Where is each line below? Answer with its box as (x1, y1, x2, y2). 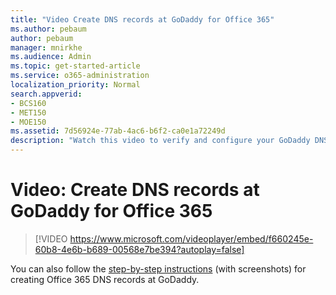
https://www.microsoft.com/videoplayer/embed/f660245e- (69, 232, 314, 245)
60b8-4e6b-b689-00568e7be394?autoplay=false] (34, 243, 245, 255)
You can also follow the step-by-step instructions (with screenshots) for (10, 262, 307, 275)
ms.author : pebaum (10, 24, 87, 34)
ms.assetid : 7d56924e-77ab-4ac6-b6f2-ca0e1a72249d (10, 126, 226, 136)
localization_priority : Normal (10, 80, 141, 90)
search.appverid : (10, 89, 83, 99)
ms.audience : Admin (10, 52, 92, 62)
